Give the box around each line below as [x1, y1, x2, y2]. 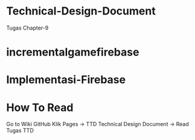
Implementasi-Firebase [6, 73, 126, 87]
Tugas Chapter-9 [6, 24, 49, 31]
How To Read [6, 101, 74, 114]
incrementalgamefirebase [6, 45, 139, 59]
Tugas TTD [6, 127, 34, 134]
